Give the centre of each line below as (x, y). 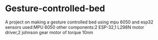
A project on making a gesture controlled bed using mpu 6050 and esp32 (79, 22)
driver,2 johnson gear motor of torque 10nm (49, 32)
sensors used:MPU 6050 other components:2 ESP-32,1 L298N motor (75, 27)
